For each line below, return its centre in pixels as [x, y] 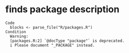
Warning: [19, 36]
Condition [16, 32]
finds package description [62, 9]
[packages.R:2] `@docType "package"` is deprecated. [67, 41]
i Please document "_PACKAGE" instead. [52, 45]
